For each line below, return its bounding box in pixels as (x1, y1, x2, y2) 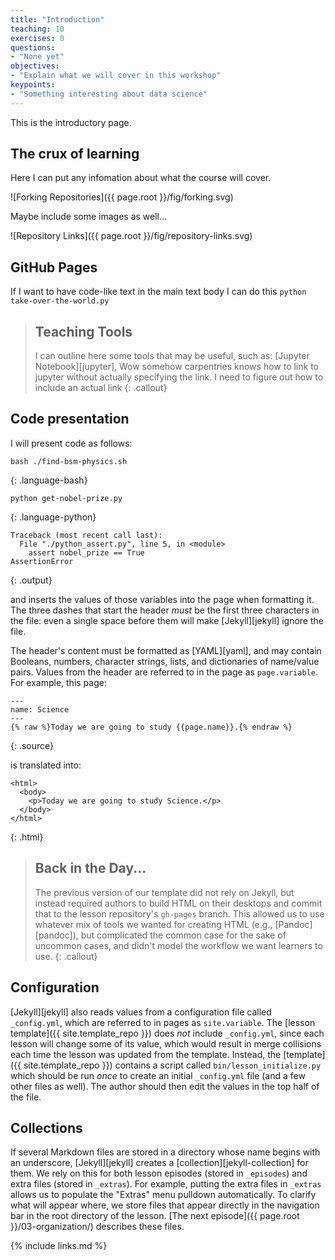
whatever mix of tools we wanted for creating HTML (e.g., (34, 918, 273, 930)
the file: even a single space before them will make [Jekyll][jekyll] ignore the (10, 614, 324, 626)
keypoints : (10, 80, 56, 90)
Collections (10, 1119, 83, 1136)
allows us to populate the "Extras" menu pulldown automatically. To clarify (10, 1189, 317, 1201)
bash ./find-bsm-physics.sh (10, 456, 128, 466)
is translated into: (10, 759, 82, 771)
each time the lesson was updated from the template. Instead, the (10, 1048, 282, 1060)
